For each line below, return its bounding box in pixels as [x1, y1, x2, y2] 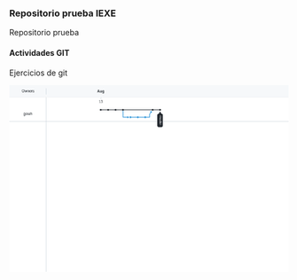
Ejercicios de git [9, 67, 68, 78]
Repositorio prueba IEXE [9, 7, 117, 19]
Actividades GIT [9, 47, 70, 58]
